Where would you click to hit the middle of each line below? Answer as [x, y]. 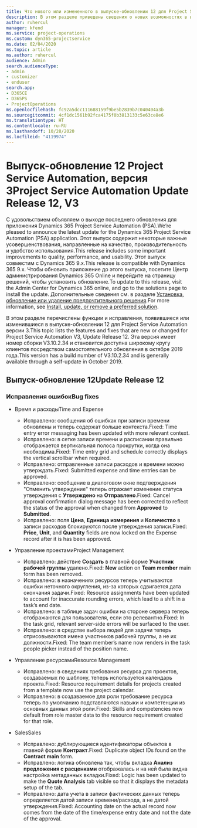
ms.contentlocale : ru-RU [36, 126]
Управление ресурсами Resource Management [72, 660]
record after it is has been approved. [67, 539]
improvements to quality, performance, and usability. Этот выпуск [86, 257]
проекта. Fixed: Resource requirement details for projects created [102, 684]
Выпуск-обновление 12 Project [85, 166]
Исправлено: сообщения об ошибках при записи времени [96, 421]
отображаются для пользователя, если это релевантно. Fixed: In [104, 618]
